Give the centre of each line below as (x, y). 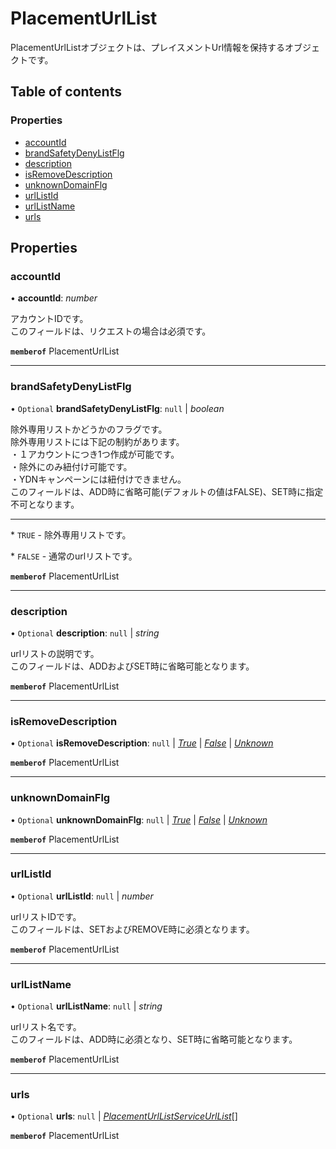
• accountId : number (54, 298)
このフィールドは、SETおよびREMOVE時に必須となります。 (132, 929)
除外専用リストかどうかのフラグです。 (89, 429)
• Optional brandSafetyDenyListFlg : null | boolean (117, 408)
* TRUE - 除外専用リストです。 (71, 534)
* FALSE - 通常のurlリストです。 (74, 556)
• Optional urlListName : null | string (86, 1006)
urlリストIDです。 (46, 916)
